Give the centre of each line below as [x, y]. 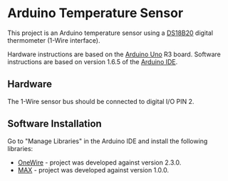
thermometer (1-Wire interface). [54, 40]
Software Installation [55, 124]
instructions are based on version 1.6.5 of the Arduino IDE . [93, 61]
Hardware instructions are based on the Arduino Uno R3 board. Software [114, 54]
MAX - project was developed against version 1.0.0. [93, 170]
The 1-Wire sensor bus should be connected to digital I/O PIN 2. [101, 101]
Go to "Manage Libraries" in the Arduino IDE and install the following [108, 141]
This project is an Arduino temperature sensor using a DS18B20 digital [110, 33]
